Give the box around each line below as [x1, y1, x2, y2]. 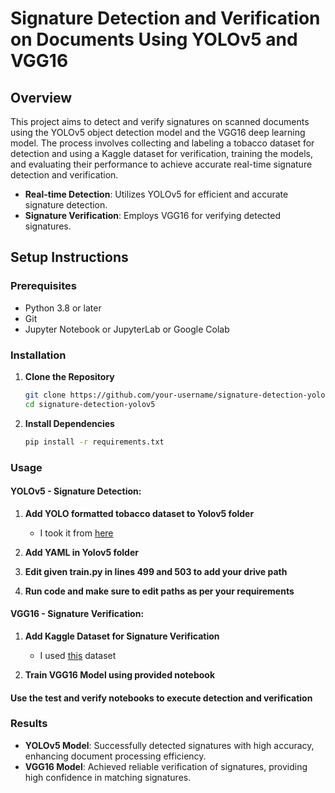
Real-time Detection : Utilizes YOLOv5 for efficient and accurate [24, 188, 289, 200]
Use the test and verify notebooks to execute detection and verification [10, 692, 313, 704]
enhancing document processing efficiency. [24, 750, 207, 762]
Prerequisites [10, 279, 77, 293]
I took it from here [39, 527, 114, 539]
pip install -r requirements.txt [24, 437, 165, 447]
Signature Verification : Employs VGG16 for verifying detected [24, 210, 282, 221]
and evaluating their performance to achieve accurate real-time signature [10, 158, 313, 170]
